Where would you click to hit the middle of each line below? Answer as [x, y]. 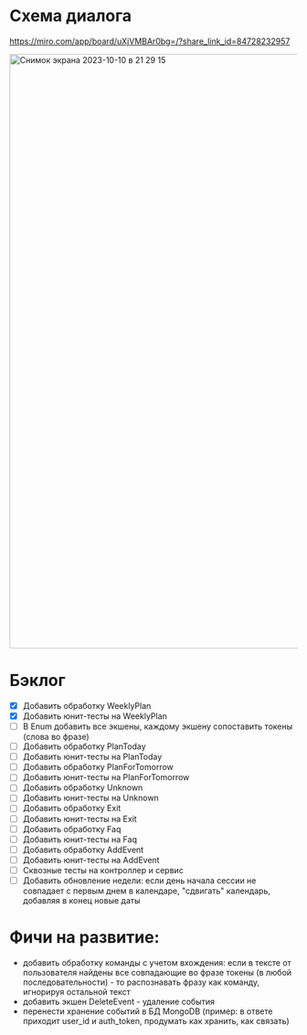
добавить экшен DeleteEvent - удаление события [118, 1001]
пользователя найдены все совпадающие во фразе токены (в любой [157, 972]
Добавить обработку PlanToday [84, 746]
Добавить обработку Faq [72, 829]
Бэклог [37, 681]
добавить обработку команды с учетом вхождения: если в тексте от [157, 962]
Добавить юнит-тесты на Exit [79, 818]
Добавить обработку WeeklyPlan [87, 705]
